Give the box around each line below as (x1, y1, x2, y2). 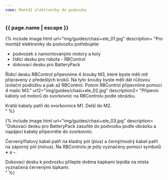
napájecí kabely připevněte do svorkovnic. (5, 128, 93, 134)
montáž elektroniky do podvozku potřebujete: (5, 41, 100, 47)
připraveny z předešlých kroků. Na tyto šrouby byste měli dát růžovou (5, 76, 150, 82)
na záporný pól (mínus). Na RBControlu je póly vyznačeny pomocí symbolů (5, 144, 161, 150)
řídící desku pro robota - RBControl (12, 56, 86, 62)
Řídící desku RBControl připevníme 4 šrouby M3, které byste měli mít (5, 71, 148, 77)
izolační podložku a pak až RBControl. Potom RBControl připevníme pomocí (5, 82, 162, 88)
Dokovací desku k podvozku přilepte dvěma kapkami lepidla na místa (5, 159, 149, 165)
